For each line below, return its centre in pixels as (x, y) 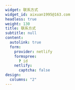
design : (13, 75)
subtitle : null (21, 33)
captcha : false (34, 70)
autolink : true (25, 42)
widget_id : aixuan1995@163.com (38, 14)
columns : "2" (23, 79)
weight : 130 (17, 24)
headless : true (21, 19)
